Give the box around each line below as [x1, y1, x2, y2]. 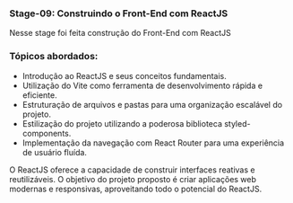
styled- [223, 118, 251, 128]
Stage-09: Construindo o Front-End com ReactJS [9, 7, 228, 20]
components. [22, 128, 72, 138]
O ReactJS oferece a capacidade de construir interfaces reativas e [9, 164, 255, 175]
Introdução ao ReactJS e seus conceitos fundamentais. [22, 70, 227, 81]
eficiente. [22, 89, 57, 101]
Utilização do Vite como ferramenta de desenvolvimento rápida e [22, 80, 263, 91]
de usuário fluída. [22, 146, 88, 157]
